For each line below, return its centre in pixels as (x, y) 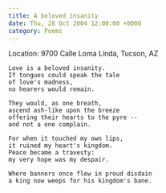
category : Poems (35, 31)
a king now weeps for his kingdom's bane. (80, 181)
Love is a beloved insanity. (57, 68)
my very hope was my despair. (59, 160)
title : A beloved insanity (53, 16)
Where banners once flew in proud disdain (80, 174)
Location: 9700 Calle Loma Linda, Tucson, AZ (83, 54)
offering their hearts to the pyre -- (73, 117)
